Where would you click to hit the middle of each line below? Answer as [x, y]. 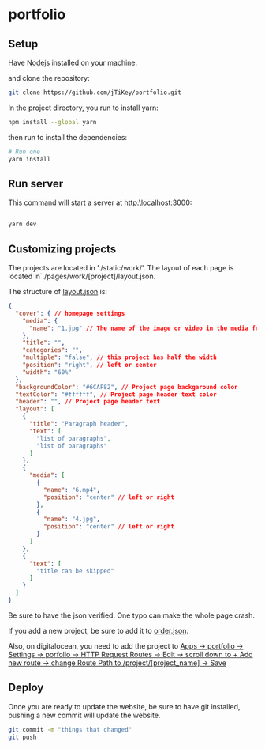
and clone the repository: [49, 78]
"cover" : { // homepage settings [70, 313]
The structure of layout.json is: [58, 291]
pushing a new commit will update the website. [84, 715]
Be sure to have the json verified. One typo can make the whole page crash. [131, 615]
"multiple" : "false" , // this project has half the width [119, 357]
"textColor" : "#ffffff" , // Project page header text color [116, 394]
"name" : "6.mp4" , [72, 490]
